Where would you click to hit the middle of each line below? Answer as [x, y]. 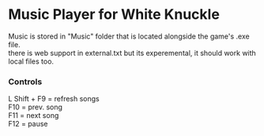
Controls [25, 82]
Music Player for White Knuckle [114, 15]
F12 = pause [28, 124]
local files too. [31, 61]
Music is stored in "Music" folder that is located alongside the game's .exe [129, 36]
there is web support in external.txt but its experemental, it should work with [132, 53]
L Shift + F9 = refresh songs [54, 99]
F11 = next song [34, 116]
